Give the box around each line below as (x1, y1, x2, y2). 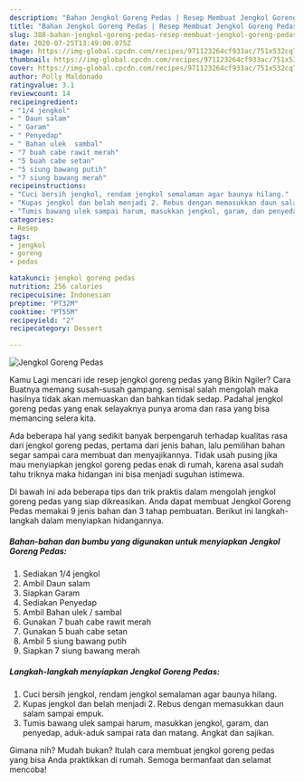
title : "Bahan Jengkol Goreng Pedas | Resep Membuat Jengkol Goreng (9, 22, 273, 31)
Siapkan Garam (22, 587, 81, 598)
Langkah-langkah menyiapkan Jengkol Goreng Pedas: (9, 666, 220, 677)
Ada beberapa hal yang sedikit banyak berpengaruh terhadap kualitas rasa (9, 431, 288, 442)
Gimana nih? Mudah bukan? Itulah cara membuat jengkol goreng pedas (9, 745, 275, 756)
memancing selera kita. (9, 413, 97, 424)
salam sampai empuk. (22, 708, 104, 720)
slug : (9, 30, 30, 39)
